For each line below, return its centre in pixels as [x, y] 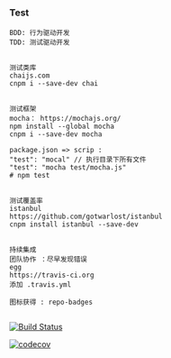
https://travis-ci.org [52, 275]
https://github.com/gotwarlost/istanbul [86, 217]
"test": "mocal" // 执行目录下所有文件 [78, 160]
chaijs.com [30, 76]
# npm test [30, 176]
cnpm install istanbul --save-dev [74, 225]
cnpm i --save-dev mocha [56, 134]
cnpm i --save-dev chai [54, 84]
